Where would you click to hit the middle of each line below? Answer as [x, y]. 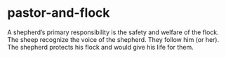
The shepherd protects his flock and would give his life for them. [101, 47]
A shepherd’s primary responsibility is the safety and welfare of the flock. [113, 32]
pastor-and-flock [59, 13]
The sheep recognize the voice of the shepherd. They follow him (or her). [113, 39]
